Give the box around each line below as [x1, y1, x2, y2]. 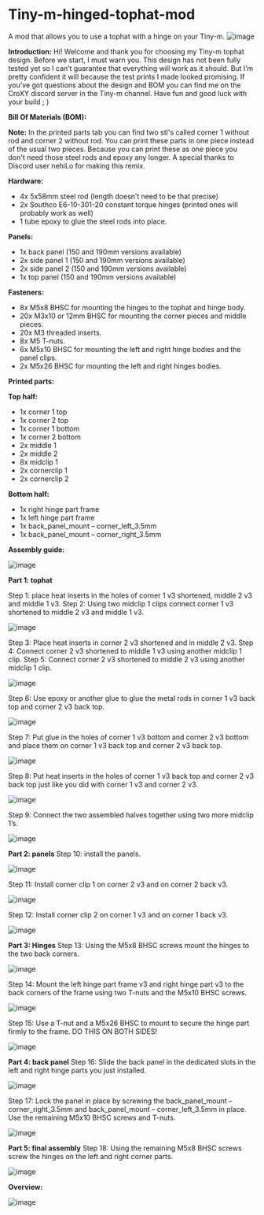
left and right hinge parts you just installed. [8, 1065, 147, 1075]
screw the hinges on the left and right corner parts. [8, 1151, 174, 1161]
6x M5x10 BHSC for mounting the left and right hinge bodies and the [19, 344, 241, 354]
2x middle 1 [19, 440, 57, 450]
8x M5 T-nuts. [19, 336, 65, 346]
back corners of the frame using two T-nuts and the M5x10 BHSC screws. [8, 987, 247, 997]
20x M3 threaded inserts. [19, 328, 102, 337]
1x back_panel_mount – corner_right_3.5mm [19, 529, 162, 539]
